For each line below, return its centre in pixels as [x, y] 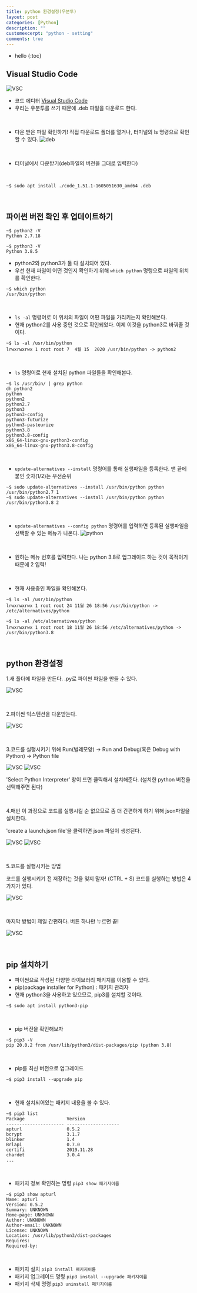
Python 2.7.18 [24, 236]
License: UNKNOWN [27, 1231]
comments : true [25, 39]
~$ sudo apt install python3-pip [47, 1006]
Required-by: [22, 1246]
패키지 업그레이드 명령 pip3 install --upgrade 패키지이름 [81, 1276]
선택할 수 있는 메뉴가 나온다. [47, 533]
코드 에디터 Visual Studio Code [51, 100]
